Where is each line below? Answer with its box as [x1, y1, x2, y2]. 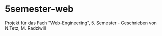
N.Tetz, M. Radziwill [5, 25, 46, 31]
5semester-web [5, 3, 74, 15]
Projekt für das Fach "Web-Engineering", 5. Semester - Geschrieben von [5, 20, 157, 26]
